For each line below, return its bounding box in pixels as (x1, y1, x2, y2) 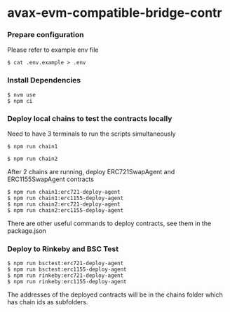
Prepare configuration (7, 30, 84, 40)
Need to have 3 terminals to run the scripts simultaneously (7, 129, 177, 138)
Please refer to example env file (7, 45, 99, 54)
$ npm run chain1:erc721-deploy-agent (7, 189, 121, 196)
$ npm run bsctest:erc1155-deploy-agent (7, 266, 128, 274)
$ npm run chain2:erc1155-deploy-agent (7, 207, 124, 214)
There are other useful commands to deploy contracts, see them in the (7, 219, 212, 228)
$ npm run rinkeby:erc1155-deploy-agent (7, 278, 128, 285)
